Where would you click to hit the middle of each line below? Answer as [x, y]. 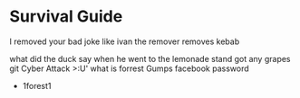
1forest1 [37, 85]
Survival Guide [66, 17]
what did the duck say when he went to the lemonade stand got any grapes [150, 58]
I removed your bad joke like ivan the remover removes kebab [125, 41]
